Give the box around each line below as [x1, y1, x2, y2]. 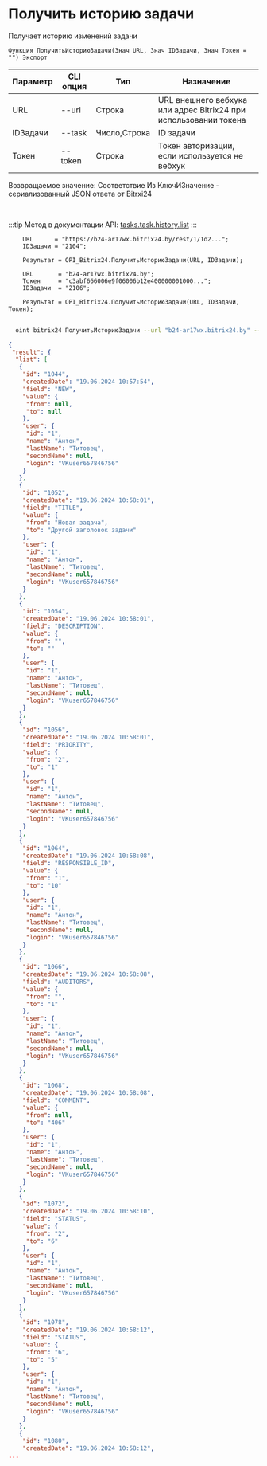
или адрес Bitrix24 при [157, 104, 246, 116]
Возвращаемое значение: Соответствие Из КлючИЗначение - [8, 180, 220, 190]
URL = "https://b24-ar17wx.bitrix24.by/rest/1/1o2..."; [22, 235, 229, 243]
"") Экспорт [8, 53, 48, 61]
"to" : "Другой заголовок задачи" [25, 526, 137, 534]
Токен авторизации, [157, 140, 235, 151]
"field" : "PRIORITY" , [22, 740, 94, 749]
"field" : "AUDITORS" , [22, 978, 94, 986]
